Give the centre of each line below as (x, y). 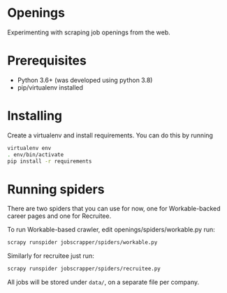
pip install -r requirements (50, 161)
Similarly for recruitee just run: (51, 256)
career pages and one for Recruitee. (59, 216)
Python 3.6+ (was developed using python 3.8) (85, 80)
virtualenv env (29, 148)
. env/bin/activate (36, 155)
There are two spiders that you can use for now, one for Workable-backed (114, 209)
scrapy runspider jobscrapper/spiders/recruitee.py (84, 269)
